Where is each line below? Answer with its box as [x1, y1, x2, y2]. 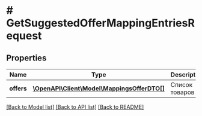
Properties [6, 53, 47, 63]
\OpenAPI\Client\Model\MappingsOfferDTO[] [32, 84, 165, 93]
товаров [170, 88, 195, 96]
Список [170, 81, 193, 88]
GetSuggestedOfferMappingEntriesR [6, 16, 195, 30]
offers [9, 84, 27, 93]
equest [6, 29, 42, 42]
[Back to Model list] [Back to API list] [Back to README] [6, 103, 144, 111]
